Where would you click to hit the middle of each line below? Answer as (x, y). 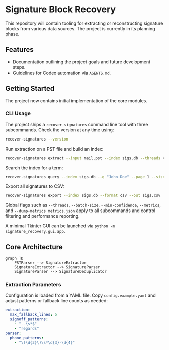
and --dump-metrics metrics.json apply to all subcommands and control (80, 211)
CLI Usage (18, 113)
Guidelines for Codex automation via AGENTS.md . (62, 73)
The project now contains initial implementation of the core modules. (76, 100)
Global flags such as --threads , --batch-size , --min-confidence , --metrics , (83, 205)
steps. (19, 67)
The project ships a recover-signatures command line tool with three (77, 124)
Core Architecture (34, 247)
